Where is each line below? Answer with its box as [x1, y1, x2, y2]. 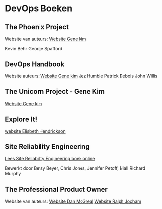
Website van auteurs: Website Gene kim [5, 36, 86, 42]
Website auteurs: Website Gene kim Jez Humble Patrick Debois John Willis [5, 73, 158, 79]
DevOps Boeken [5, 3, 73, 14]
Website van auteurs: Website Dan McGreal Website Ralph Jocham [5, 198, 142, 204]
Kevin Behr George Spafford [5, 46, 63, 51]
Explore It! [5, 115, 38, 124]
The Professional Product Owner [5, 185, 108, 194]
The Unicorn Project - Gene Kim [5, 87, 105, 96]
